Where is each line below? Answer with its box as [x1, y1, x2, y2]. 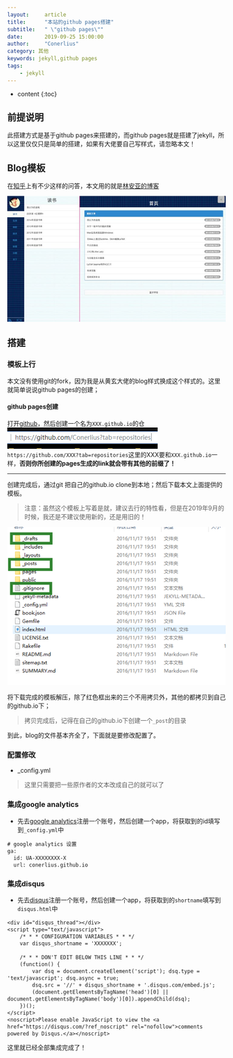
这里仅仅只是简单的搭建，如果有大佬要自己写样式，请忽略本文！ [12, 139, 196, 148]
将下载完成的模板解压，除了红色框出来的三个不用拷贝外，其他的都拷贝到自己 [7, 692, 226, 701]
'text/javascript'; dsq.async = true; [7, 975, 119, 982]
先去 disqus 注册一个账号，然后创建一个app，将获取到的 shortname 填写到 [17, 896, 221, 904]
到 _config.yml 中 [17, 826, 64, 834]
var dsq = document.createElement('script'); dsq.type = [32, 968, 200, 975]
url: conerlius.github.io [13, 861, 89, 869]
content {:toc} [17, 89, 58, 98]
